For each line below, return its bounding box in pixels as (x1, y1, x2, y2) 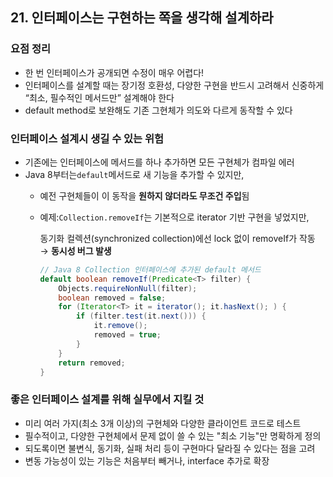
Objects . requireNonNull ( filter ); (58, 283, 198, 293)
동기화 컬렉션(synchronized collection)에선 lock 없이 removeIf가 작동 (39, 232, 316, 244)
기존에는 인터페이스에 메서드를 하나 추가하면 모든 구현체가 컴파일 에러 (24, 156, 295, 168)
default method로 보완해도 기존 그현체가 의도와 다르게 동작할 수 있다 (24, 104, 293, 116)
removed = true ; (93, 330, 162, 340)
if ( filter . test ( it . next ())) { (75, 311, 207, 322)
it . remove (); (93, 321, 148, 331)
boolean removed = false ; (58, 293, 167, 303)
